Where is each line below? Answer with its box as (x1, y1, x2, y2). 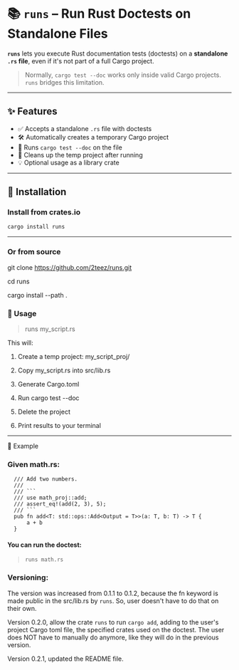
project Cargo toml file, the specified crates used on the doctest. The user (7, 625, 225, 634)
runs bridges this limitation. (24, 78, 105, 86)
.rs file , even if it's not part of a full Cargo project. (7, 56, 154, 65)
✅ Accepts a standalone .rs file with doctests (17, 124, 152, 132)
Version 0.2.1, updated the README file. (7, 654, 124, 663)
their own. (7, 604, 37, 612)
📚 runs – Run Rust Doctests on (7, 6, 191, 22)
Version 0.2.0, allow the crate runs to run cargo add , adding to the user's (7, 617, 219, 627)
